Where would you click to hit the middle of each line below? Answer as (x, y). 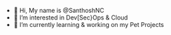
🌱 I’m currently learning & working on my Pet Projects (89, 25)
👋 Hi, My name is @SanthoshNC (59, 10)
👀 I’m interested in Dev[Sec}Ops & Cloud (71, 17)
